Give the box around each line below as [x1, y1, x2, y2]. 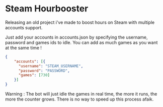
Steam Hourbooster [5, 3, 88, 14]
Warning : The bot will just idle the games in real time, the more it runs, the [5, 91, 158, 97]
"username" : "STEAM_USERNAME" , [18, 63, 83, 68]
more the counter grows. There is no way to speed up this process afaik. [5, 96, 154, 102]
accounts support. [5, 24, 43, 30]
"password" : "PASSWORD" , [18, 68, 70, 73]
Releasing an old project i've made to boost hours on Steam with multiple [5, 19, 155, 25]
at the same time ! [5, 45, 42, 51]
